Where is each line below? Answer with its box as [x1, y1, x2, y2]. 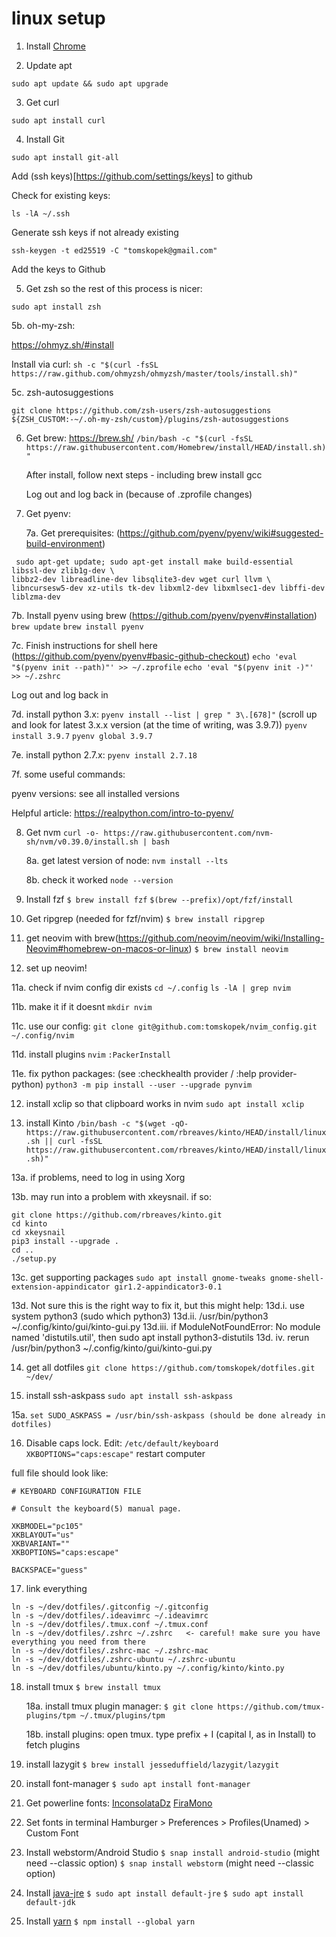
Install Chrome [25, 40, 86, 52]
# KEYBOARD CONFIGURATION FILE [11, 1486, 142, 1496]
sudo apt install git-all [11, 152, 119, 162]
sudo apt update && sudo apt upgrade [11, 78, 169, 89]
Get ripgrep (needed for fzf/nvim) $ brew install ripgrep [25, 912, 265, 924]
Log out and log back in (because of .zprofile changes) [25, 488, 253, 500]
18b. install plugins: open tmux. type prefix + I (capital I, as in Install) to [25, 1728, 316, 1740]
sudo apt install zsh [11, 302, 102, 312]
